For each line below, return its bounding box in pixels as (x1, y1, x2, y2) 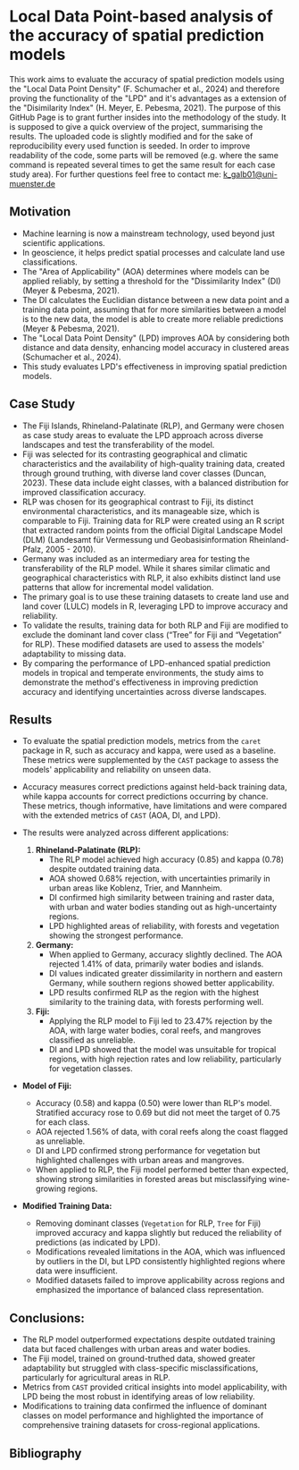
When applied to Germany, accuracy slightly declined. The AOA (48, 950, 283, 960)
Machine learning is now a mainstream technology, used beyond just (21, 228, 275, 239)
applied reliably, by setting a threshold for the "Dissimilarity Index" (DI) (21, 275, 281, 286)
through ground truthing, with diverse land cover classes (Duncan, (21, 468, 267, 478)
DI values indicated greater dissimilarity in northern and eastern (48, 968, 283, 979)
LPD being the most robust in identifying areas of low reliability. (21, 1391, 256, 1402)
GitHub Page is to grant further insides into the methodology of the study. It (9, 112, 287, 122)
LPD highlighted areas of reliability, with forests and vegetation (48, 921, 279, 932)
